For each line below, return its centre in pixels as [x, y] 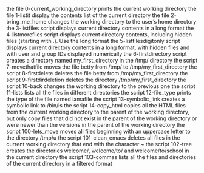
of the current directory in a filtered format [59, 164]
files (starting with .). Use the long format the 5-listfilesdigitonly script [93, 41]
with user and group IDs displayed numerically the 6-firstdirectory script [97, 54]
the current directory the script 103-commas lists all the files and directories [101, 157]
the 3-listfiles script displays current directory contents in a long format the [100, 28]
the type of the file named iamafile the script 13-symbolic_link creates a [96, 99]
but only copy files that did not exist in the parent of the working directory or [102, 118]
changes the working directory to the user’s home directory [122, 22]
